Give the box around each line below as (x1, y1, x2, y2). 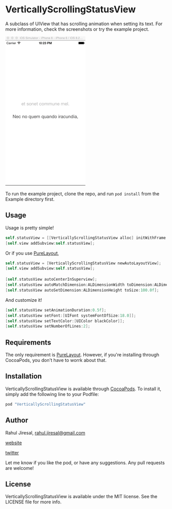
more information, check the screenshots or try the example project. (5, 26, 149, 32)
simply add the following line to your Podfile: (5, 391, 99, 397)
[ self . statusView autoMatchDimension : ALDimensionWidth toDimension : (5, 282, 155, 287)
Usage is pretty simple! (5, 225, 54, 231)
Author (5, 416, 28, 425)
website (5, 440, 22, 446)
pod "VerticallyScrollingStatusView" (5, 402, 86, 407)
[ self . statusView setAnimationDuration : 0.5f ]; (5, 307, 106, 313)
